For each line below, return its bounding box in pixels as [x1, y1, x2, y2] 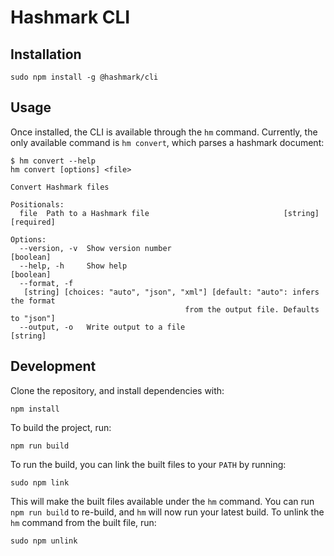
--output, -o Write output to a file [19, 322, 186, 332]
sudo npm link [10, 477, 70, 488]
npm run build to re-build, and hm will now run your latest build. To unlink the [10, 506, 325, 518]
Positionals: [10, 199, 65, 210]
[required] [10, 217, 56, 227]
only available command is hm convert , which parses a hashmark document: [10, 136, 325, 148]
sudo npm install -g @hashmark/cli [10, 72, 159, 82]
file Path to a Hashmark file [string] [19, 208, 320, 218]
